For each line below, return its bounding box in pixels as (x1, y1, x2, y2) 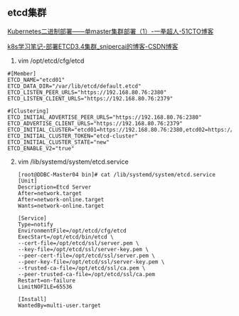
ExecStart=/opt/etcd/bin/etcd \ (17, 233, 114, 241)
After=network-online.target (17, 196, 105, 203)
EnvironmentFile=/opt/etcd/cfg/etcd (17, 227, 127, 234)
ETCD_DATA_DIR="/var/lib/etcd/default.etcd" (7, 83, 142, 90)
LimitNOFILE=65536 (17, 283, 73, 290)
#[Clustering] (7, 107, 50, 115)
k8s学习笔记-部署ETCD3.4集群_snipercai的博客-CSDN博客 (7, 42, 179, 51)
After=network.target (17, 189, 82, 197)
